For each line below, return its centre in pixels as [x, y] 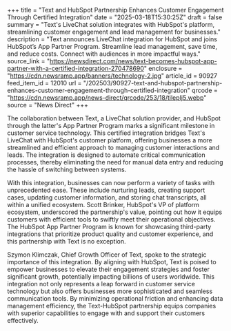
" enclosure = [163, 68]
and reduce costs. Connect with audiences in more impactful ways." [104, 54]
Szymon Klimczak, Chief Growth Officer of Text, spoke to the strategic [107, 255]
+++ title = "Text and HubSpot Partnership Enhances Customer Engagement [115, 10]
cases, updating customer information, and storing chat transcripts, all [107, 197]
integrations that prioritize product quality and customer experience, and [110, 234]
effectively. [23, 320]
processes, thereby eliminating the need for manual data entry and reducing [115, 162]
